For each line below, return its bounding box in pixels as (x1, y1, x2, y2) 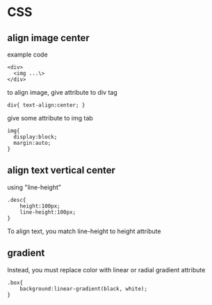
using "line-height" (7, 182, 61, 191)
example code (7, 50, 48, 58)
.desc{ (7, 196, 26, 203)
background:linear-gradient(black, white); (19, 285, 148, 292)
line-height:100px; (19, 208, 76, 216)
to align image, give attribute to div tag (7, 88, 117, 96)
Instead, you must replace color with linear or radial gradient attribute (7, 265, 206, 274)
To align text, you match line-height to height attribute (7, 227, 161, 235)
